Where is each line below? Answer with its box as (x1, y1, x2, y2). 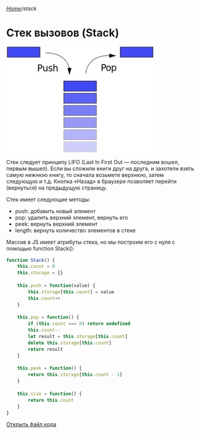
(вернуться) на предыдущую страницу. (6, 184, 107, 191)
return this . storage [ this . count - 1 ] (28, 372, 122, 378)
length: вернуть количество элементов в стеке (14, 226, 136, 234)
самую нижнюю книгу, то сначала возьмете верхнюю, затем (6, 171, 164, 178)
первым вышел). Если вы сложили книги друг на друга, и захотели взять (6, 165, 195, 172)
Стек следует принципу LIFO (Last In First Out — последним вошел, (6, 158, 180, 165)
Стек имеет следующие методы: (6, 196, 90, 203)
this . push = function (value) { (17, 282, 96, 289)
